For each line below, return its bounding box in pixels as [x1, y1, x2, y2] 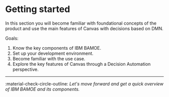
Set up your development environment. [12, 50, 94, 56]
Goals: [5, 35, 19, 41]
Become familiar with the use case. [12, 55, 86, 61]
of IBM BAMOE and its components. [5, 86, 80, 92]
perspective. [12, 66, 39, 72]
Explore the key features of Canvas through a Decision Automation [12, 61, 151, 67]
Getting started [5, 4, 70, 15]
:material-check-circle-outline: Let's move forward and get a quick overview [5, 80, 163, 86]
